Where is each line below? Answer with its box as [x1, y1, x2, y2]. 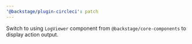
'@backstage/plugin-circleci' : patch [6, 8, 99, 15]
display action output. [6, 31, 59, 38]
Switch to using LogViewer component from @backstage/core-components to [6, 25, 187, 32]
